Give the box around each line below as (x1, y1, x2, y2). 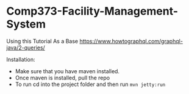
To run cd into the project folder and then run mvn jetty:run (15, 81, 166, 88)
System (6, 17, 46, 31)
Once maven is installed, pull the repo (15, 74, 110, 81)
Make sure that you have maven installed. (15, 67, 120, 74)
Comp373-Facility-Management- (6, 4, 179, 18)
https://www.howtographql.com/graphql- (79, 37, 183, 45)
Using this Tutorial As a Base (6, 37, 79, 45)
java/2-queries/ (6, 44, 46, 51)
